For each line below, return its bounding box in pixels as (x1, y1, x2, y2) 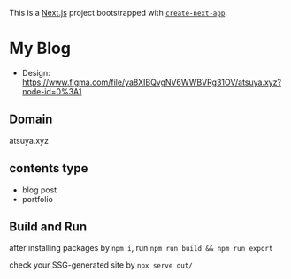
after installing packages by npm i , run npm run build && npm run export (9, 243, 273, 253)
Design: (21, 67, 50, 78)
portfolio (21, 193, 53, 204)
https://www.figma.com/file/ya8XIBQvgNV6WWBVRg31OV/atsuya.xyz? (21, 77, 281, 87)
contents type (9, 161, 88, 176)
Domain (9, 112, 53, 127)
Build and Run (9, 219, 87, 234)
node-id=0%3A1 (21, 86, 82, 96)
